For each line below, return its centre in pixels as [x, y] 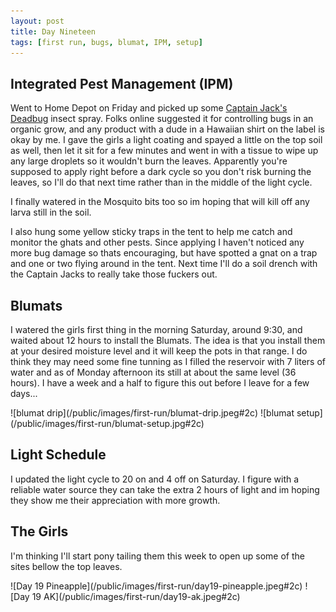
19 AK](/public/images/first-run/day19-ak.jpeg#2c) [136, 596]
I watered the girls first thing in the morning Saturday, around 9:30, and [156, 329]
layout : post [37, 21]
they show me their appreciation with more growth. [115, 500]
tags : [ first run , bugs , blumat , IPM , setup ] [106, 42]
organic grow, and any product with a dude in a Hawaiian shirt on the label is [167, 129]
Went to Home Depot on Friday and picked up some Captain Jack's [149, 108]
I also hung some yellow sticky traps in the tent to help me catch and [151, 232]
